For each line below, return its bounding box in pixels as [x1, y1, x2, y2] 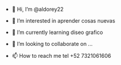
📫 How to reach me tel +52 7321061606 [11, 52, 111, 59]
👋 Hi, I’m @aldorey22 [11, 6, 64, 13]
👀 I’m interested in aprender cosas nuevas [11, 17, 116, 24]
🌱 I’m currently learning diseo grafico [11, 29, 103, 36]
